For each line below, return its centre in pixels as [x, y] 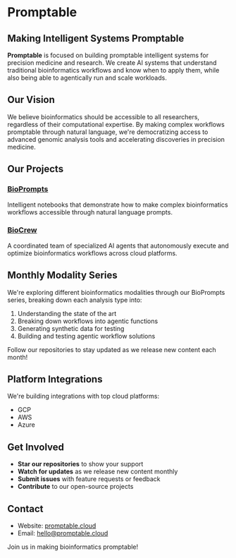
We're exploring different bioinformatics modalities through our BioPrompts [116, 292]
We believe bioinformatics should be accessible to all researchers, [103, 116]
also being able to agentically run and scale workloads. [87, 78]
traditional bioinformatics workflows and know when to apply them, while [113, 70]
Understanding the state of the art [67, 313]
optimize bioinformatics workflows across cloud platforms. [92, 253]
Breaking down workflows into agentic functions [88, 321]
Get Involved [36, 447]
